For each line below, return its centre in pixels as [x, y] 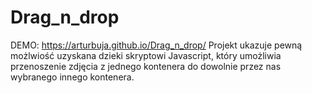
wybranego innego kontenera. [72, 77]
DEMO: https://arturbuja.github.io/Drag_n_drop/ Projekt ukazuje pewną [156, 45]
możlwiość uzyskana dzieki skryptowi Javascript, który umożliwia [146, 55]
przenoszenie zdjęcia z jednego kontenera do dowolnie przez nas [146, 66]
